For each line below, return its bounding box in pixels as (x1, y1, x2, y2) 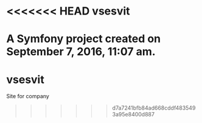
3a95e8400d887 (112, 111, 155, 118)
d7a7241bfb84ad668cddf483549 (112, 104, 196, 111)
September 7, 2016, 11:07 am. (6, 45, 156, 59)
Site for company (6, 93, 50, 100)
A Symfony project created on (6, 32, 161, 46)
